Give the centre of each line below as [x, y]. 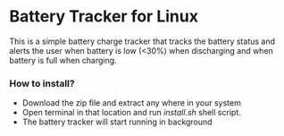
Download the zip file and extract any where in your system [131, 103]
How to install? [42, 83]
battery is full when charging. [63, 60]
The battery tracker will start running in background [117, 122]
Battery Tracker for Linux [104, 17]
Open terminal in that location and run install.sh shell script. [131, 113]
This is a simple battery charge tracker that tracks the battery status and [142, 41]
